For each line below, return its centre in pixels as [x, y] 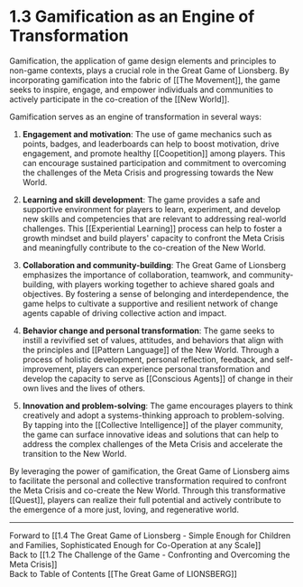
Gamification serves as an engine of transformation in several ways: [136, 116]
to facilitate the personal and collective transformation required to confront [148, 480]
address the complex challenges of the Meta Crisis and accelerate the [152, 443]
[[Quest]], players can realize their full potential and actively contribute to [145, 499]
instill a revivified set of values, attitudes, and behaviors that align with [153, 340]
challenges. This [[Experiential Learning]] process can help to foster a [152, 228]
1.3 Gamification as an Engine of [132, 17]
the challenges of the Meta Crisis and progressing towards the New [148, 172]
